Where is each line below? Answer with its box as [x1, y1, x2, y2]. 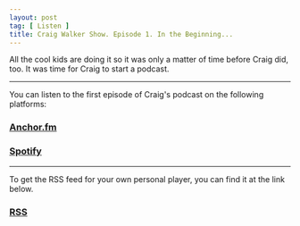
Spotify [9, 145, 42, 157]
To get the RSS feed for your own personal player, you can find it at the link [9, 173, 286, 184]
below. [9, 183, 34, 194]
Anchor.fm [9, 121, 57, 134]
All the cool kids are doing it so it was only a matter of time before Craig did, [9, 54, 288, 65]
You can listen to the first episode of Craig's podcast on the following [9, 89, 264, 100]
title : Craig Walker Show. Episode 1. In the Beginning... [9, 29, 234, 38]
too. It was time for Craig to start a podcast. [9, 63, 170, 74]
